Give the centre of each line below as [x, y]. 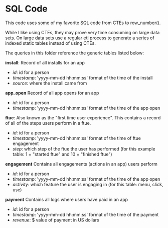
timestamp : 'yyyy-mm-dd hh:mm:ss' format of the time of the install [82, 78]
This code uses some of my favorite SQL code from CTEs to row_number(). [83, 23]
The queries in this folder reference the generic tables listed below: [74, 53]
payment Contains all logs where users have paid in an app [67, 199]
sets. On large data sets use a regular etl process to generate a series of [80, 38]
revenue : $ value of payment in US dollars [56, 220]
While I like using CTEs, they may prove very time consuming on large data [82, 32]
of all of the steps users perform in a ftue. [48, 123]
